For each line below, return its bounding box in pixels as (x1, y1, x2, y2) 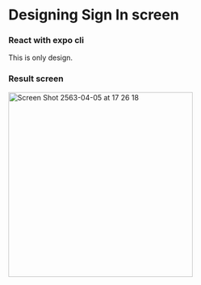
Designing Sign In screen (8, 6, 179, 24)
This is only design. (8, 53, 73, 62)
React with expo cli (8, 35, 85, 46)
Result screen (8, 73, 64, 84)
